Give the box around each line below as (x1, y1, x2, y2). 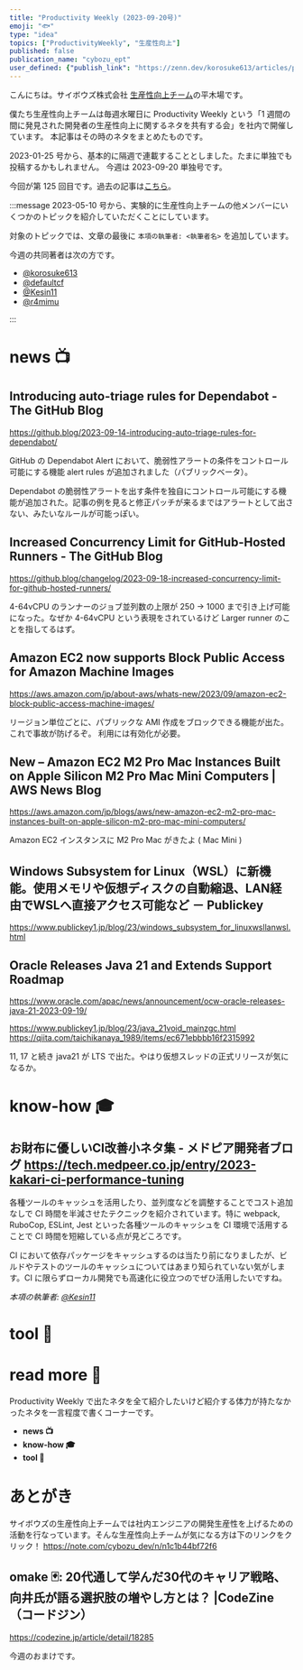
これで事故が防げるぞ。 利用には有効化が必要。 (9, 728, 186, 739)
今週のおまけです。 (9, 1650, 80, 1661)
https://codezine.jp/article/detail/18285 (9, 1631, 154, 1642)
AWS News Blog (9, 782, 102, 798)
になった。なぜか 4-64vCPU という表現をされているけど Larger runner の (9, 612, 283, 623)
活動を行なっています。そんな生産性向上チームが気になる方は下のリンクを (9, 1529, 285, 1540)
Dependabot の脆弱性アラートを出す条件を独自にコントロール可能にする (9, 485, 280, 496)
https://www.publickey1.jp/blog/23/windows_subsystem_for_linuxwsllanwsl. (9, 922, 291, 933)
